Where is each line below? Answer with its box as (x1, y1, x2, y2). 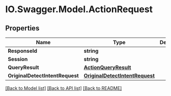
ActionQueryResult (83, 64, 131, 71)
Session (8, 56, 28, 62)
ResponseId (8, 47, 37, 54)
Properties (5, 24, 40, 33)
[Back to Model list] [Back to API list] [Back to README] (5, 85, 122, 91)
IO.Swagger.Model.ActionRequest (5, 4, 153, 15)
